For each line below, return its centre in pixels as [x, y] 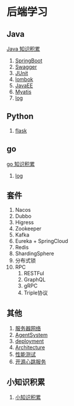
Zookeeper [28, 229]
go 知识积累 [21, 164]
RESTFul [34, 273]
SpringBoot [29, 60]
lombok [24, 79]
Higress [24, 222]
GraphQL [35, 280]
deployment [29, 341]
